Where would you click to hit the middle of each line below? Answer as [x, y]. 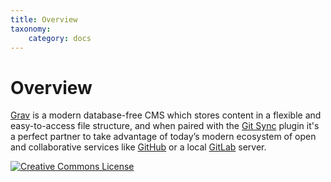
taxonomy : [31, 29]
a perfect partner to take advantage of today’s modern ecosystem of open [163, 137]
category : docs [60, 38]
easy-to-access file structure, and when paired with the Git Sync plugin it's [165, 126]
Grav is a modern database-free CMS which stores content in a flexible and [166, 115]
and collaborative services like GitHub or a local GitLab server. [138, 147]
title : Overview [44, 19]
